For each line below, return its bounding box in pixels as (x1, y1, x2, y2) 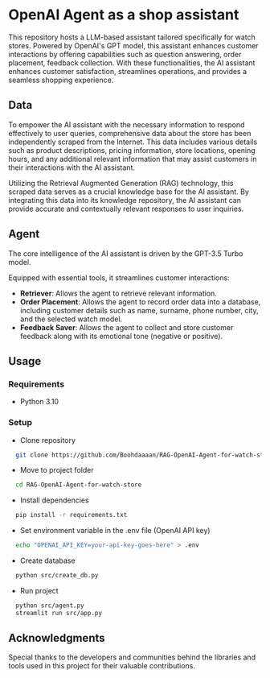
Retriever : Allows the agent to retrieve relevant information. (19, 288, 217, 298)
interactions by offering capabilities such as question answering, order (8, 49, 242, 59)
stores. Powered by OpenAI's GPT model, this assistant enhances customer (8, 40, 259, 50)
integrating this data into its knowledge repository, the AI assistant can (8, 195, 241, 205)
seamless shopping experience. (8, 75, 114, 85)
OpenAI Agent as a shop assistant (8, 6, 239, 24)
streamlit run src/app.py (15, 609, 103, 617)
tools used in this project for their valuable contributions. (8, 661, 195, 671)
